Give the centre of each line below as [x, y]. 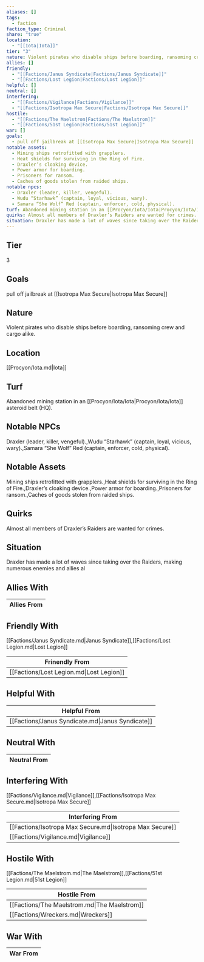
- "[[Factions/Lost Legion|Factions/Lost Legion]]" [79, 80]
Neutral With [31, 742]
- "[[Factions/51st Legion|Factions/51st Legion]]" [79, 125]
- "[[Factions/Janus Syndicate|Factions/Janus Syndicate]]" [89, 74]
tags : [13, 18]
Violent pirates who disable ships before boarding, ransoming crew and [96, 327]
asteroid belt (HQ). [29, 408]
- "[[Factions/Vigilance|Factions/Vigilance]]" [73, 102]
